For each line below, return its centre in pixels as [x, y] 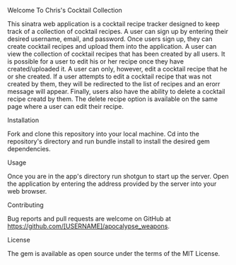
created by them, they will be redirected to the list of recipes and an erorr [114, 84]
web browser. [27, 191]
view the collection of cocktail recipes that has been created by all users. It [116, 54]
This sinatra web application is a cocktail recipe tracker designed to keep [114, 24]
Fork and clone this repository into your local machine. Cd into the [104, 134]
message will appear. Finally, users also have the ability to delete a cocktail [116, 92]
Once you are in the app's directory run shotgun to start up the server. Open [118, 176]
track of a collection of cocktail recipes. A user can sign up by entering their [118, 31]
